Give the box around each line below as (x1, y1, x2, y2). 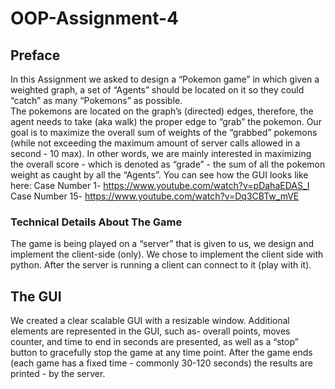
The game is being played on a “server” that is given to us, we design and (10, 238, 315, 250)
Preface (10, 47, 61, 64)
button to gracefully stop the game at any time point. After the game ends (10, 347, 313, 359)
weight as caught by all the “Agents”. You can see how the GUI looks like (10, 169, 309, 181)
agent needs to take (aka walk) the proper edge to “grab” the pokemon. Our (10, 116, 322, 127)
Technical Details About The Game (10, 215, 183, 229)
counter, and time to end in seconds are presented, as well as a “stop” (10, 336, 299, 348)
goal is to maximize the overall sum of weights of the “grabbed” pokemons (10, 127, 318, 138)
